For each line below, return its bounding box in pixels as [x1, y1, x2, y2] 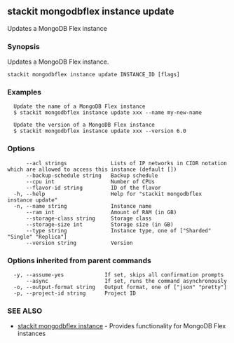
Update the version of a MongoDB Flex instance [13, 122, 156, 129]
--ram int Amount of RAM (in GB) [25, 209, 177, 216]
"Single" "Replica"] [7, 233, 68, 240]
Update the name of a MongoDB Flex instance [13, 103, 146, 111]
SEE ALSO [7, 306, 43, 316]
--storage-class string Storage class [25, 215, 152, 222]
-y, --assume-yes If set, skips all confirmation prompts [13, 272, 224, 279]
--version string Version [25, 239, 133, 246]
